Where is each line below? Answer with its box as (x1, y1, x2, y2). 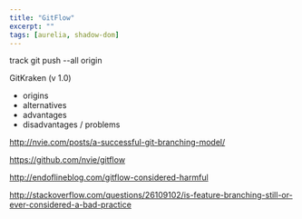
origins (22, 90, 49, 101)
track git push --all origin (9, 55, 102, 66)
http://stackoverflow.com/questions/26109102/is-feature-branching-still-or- (9, 190, 293, 201)
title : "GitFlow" (9, 13, 75, 23)
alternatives (22, 100, 67, 111)
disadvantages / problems (22, 119, 121, 130)
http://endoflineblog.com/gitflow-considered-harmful (9, 172, 209, 183)
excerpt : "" (9, 22, 54, 31)
